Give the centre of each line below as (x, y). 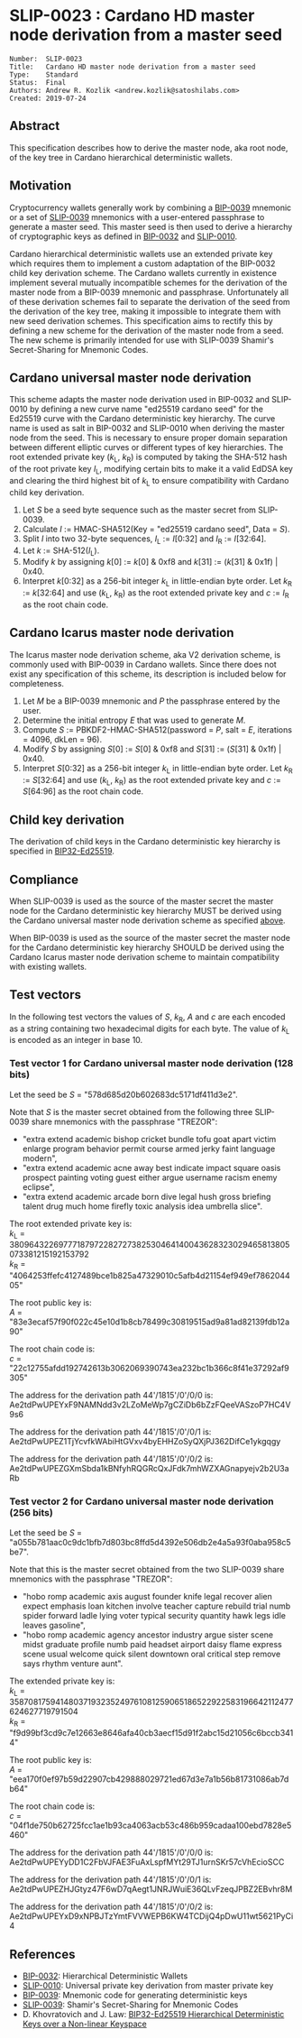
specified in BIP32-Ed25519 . (62, 851)
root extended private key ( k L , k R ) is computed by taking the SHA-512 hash (148, 458)
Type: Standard (44, 74)
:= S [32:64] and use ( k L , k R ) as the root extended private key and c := (152, 781)
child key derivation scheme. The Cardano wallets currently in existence (143, 272)
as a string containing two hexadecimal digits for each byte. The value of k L (150, 1029)
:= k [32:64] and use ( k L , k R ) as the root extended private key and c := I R (156, 594)
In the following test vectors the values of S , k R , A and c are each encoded (147, 1018)
